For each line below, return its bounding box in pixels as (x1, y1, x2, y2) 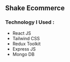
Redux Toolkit (12, 41, 41, 47)
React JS (12, 30, 31, 36)
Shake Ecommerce (5, 4, 65, 12)
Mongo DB (12, 51, 35, 57)
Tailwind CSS (12, 35, 40, 41)
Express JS (12, 46, 36, 52)
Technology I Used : (5, 19, 54, 26)
